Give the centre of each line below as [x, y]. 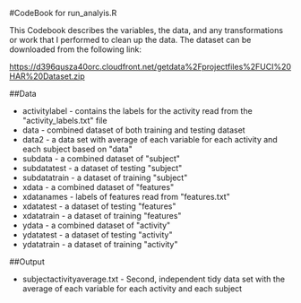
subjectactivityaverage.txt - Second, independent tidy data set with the [154, 279]
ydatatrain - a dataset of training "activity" [100, 244]
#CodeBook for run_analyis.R [63, 13]
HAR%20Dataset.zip [47, 76]
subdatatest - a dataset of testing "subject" [102, 168]
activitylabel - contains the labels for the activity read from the [137, 111]
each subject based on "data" [77, 149]
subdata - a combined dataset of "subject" [101, 159]
